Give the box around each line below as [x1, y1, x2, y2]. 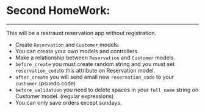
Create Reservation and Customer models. [15, 41, 120, 48]
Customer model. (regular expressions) [15, 92, 114, 100]
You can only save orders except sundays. [15, 99, 122, 106]
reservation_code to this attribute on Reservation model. [15, 67, 156, 74]
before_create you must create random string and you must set [15, 60, 175, 67]
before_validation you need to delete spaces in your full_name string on [15, 86, 199, 93]
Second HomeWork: [6, 4, 110, 18]
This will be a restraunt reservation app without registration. [6, 29, 157, 36]
